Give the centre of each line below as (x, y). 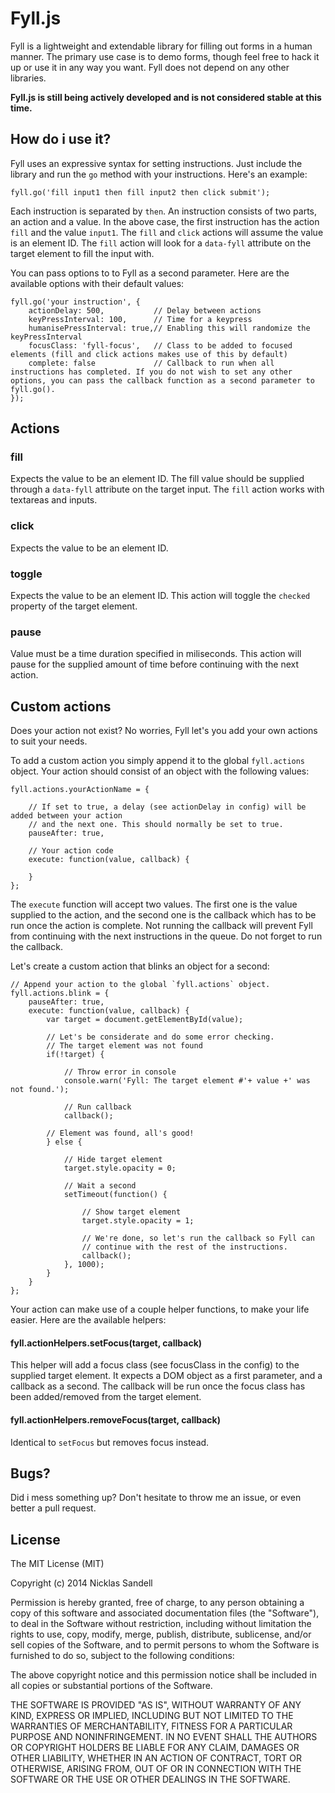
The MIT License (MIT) (57, 1564)
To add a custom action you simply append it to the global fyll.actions (158, 761)
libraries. (28, 78)
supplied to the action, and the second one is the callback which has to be (163, 915)
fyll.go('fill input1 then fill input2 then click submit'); (140, 192)
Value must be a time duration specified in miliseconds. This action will (156, 654)
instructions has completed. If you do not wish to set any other (151, 372)
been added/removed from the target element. (106, 1397)
